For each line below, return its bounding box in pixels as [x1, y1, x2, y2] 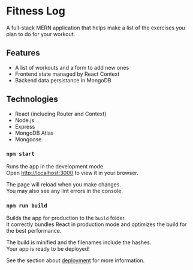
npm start [6, 150, 35, 158]
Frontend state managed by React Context [14, 70, 120, 78]
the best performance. [6, 227, 62, 235]
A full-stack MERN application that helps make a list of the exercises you [6, 24, 186, 31]
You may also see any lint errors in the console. [6, 187, 123, 194]
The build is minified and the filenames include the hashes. [6, 239, 152, 246]
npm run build [6, 202, 47, 209]
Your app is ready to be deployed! [6, 245, 90, 253]
